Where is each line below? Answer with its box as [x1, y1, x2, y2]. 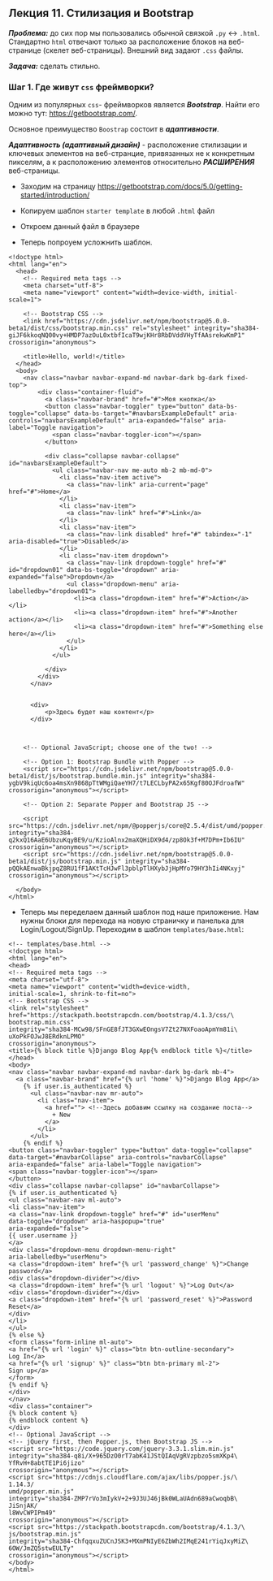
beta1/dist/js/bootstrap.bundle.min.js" [8, 772, 148, 781]
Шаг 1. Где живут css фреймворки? [8, 81, 154, 93]
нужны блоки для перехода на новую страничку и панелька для [19, 916, 245, 925]
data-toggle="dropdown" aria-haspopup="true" [8, 1218, 165, 1226]
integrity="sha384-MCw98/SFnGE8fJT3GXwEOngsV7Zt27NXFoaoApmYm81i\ [8, 1025, 238, 1034]
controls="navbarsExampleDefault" [8, 417, 126, 425]
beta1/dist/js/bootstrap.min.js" [8, 857, 122, 866]
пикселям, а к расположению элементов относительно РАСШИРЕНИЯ [8, 158, 255, 167]
